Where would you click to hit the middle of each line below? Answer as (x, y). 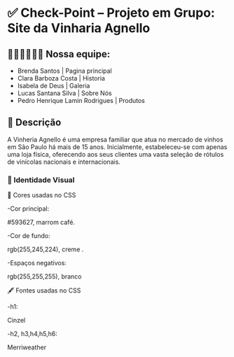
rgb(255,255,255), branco (44, 276)
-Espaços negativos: (37, 263)
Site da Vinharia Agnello (79, 28)
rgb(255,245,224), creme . (46, 249)
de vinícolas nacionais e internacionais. (64, 162)
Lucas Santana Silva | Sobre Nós (64, 93)
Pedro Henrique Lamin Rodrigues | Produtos (81, 100)
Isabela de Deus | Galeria (54, 86)
